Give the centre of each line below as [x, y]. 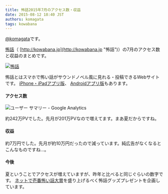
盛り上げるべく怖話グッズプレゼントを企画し [114, 180]
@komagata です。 [24, 39]
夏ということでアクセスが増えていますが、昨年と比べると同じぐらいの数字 [82, 174]
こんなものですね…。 [27, 149]
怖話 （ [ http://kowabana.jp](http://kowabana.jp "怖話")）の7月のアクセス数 [82, 50]
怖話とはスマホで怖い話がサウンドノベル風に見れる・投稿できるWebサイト [82, 77]
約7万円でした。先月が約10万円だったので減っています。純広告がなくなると [83, 143]
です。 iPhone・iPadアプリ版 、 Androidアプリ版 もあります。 [68, 83]
